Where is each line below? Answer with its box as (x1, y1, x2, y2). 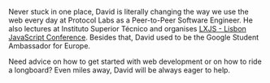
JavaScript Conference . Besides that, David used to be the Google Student (8, 32, 259, 42)
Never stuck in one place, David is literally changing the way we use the (8, 7, 250, 16)
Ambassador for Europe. (8, 41, 91, 51)
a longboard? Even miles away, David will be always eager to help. (8, 65, 230, 75)
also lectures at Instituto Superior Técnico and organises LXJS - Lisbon (8, 24, 246, 33)
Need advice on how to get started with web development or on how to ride (8, 56, 262, 66)
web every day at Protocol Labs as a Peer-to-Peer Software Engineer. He (8, 15, 254, 25)
